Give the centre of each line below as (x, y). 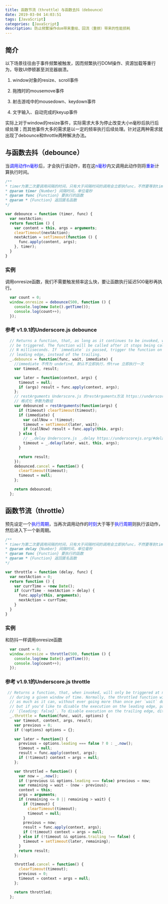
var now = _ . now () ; (38, 776)
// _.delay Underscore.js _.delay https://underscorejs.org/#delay (95, 438)
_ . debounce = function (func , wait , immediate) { (61, 360)
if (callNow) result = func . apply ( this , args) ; (73, 429)
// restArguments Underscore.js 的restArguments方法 (69, 397)
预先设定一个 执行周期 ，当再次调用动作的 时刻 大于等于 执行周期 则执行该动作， (84, 524)
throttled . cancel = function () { (49, 864)
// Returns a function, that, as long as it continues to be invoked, (85, 341)
